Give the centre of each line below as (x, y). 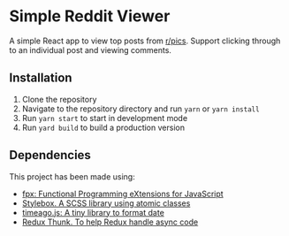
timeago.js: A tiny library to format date (93, 212)
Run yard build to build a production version (103, 127)
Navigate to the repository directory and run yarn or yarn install (141, 109)
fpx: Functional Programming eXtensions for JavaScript (122, 194)
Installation (41, 78)
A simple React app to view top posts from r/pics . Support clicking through (145, 41)
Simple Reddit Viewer (90, 16)
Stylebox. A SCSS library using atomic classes (106, 203)
